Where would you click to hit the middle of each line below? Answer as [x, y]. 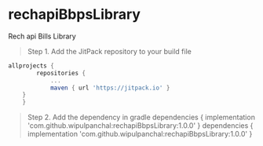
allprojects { [31, 66]
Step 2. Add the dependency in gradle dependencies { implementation [141, 117]
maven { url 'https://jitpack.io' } [110, 88]
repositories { [61, 73]
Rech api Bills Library [42, 36]
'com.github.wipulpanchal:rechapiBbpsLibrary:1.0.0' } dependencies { [140, 126]
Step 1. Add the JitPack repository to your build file [110, 51]
